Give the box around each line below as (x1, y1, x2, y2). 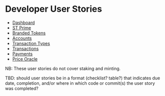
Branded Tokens (12, 30, 46, 36)
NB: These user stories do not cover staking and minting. (5, 65, 121, 72)
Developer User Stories (5, 3, 102, 15)
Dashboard (12, 20, 35, 25)
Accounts (12, 35, 32, 41)
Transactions (12, 46, 39, 51)
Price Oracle (12, 56, 38, 62)
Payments (12, 50, 33, 57)
